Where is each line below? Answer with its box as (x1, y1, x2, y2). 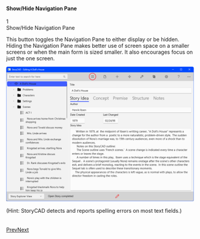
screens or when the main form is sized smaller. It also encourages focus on (6, 48, 193, 56)
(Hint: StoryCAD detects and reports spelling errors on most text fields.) (6, 207, 182, 215)
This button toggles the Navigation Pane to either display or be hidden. (6, 36, 180, 43)
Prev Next (6, 226, 29, 234)
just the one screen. (6, 55, 55, 62)
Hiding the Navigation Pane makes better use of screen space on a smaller (6, 42, 189, 49)
